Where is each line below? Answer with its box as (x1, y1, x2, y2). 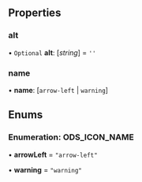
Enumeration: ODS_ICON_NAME (8, 132, 134, 143)
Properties (8, 6, 62, 20)
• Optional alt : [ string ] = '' (8, 47, 96, 58)
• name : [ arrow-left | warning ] (8, 85, 109, 95)
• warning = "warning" (8, 165, 83, 174)
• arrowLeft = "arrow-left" (8, 150, 98, 159)
